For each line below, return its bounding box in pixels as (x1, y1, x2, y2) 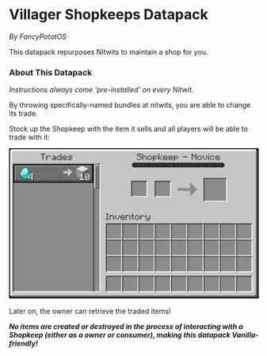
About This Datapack (9, 67, 93, 78)
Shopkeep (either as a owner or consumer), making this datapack (9, 330, 231, 339)
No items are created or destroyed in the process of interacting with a (9, 321, 244, 331)
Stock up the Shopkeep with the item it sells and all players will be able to (9, 124, 249, 134)
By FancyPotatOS (9, 32, 67, 41)
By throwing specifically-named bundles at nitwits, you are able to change (9, 101, 251, 110)
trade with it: (9, 132, 51, 142)
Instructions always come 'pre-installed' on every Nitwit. (9, 85, 194, 94)
